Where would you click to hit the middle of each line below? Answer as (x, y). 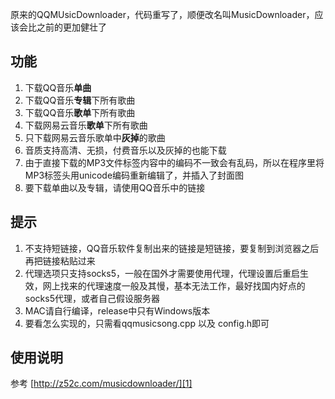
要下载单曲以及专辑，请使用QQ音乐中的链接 (115, 187)
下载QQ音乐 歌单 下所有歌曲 (80, 112)
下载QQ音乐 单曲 (58, 87)
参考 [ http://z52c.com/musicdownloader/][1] (101, 384)
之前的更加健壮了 (71, 27)
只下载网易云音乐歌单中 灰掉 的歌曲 (95, 137)
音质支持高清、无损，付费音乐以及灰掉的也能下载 (125, 150)
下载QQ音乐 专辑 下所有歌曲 (80, 100)
